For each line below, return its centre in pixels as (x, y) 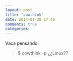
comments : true (21, 24)
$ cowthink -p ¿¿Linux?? (43, 53)
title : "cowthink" (24, 15)
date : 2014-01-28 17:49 (30, 19)
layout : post (19, 10)
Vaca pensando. (22, 43)
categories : (18, 29)
